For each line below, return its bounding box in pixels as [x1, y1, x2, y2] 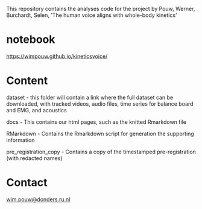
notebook [6, 33, 55, 47]
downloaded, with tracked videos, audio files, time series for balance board [6, 100, 194, 108]
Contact [6, 176, 48, 190]
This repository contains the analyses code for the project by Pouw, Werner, [6, 5, 195, 12]
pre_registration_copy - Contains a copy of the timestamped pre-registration [6, 148, 196, 155]
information [6, 136, 35, 144]
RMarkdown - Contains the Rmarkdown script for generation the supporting [6, 130, 194, 137]
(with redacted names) [6, 154, 63, 162]
